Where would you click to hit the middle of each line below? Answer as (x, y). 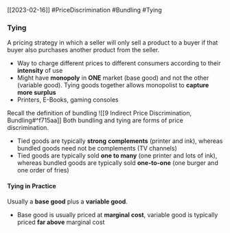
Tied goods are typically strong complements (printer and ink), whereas (120, 141)
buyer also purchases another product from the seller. (83, 50)
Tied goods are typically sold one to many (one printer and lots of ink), (117, 156)
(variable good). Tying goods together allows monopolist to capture (113, 85)
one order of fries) (43, 170)
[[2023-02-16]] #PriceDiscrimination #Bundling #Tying (85, 10)
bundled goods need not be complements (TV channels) (97, 148)
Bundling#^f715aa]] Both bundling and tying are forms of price (95, 120)
